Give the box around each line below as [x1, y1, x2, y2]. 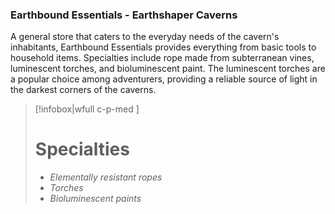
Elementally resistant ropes [49, 171, 163, 183]
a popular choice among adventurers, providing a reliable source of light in [10, 73, 318, 85]
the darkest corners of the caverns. [10, 84, 157, 96]
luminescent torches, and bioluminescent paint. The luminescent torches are [10, 63, 326, 75]
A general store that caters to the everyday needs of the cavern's [10, 31, 280, 43]
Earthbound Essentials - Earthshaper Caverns [10, 8, 238, 22]
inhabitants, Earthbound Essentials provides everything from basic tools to [10, 41, 317, 53]
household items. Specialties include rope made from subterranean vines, [10, 52, 315, 64]
